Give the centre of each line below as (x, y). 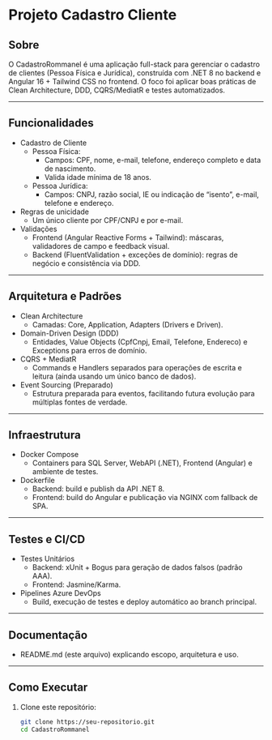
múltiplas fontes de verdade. (80, 402)
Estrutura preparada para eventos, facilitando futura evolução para (143, 393)
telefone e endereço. (79, 203)
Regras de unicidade (54, 212)
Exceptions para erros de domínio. (89, 350)
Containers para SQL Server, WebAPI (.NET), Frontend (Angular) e (142, 463)
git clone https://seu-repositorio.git (87, 722)
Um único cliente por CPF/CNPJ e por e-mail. (108, 220)
